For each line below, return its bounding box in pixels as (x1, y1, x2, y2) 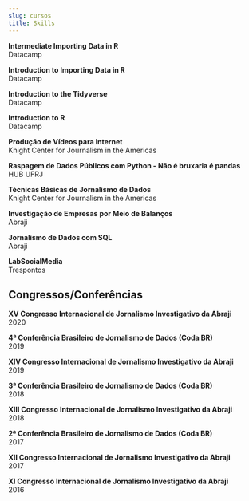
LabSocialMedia (8, 256, 63, 266)
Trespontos (8, 265, 46, 274)
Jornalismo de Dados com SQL (8, 232, 113, 242)
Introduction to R (8, 112, 65, 122)
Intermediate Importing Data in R (8, 41, 119, 50)
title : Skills (8, 19, 56, 27)
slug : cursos (8, 11, 52, 20)
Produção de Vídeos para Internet (8, 136, 123, 146)
